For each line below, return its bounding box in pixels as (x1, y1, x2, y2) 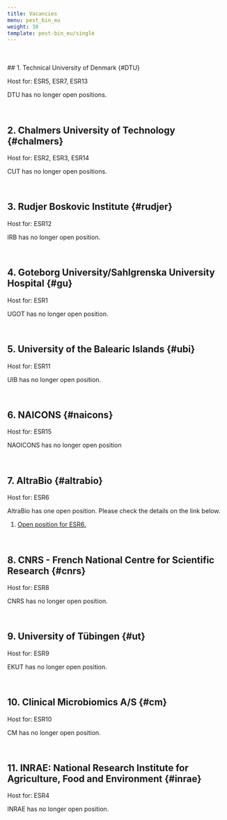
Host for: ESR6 (7, 493, 50, 502)
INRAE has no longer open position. (7, 805, 109, 813)
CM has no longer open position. (7, 728, 101, 736)
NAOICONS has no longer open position (7, 441, 122, 450)
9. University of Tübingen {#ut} (7, 630, 146, 642)
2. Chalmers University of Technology (7, 124, 175, 136)
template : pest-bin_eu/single (7, 29, 95, 37)
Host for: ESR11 (7, 362, 51, 370)
